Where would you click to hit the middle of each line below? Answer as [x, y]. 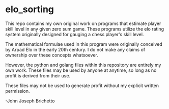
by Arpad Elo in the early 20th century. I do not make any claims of [75, 49]
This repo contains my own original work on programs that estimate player [83, 23]
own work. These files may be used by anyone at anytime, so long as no [81, 70]
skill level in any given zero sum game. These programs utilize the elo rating [85, 29]
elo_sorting [30, 9]
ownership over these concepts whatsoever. [52, 55]
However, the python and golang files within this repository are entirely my [83, 65]
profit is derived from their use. [38, 75]
